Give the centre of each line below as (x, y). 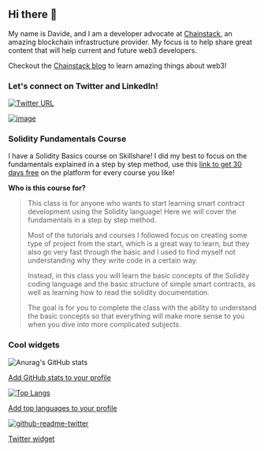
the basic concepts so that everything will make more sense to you (136, 316)
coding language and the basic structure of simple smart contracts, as (141, 284)
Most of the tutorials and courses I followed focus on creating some (137, 235)
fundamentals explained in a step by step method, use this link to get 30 (125, 164)
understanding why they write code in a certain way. (113, 260)
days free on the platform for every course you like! (91, 173)
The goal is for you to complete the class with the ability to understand (142, 307)
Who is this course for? (47, 188)
